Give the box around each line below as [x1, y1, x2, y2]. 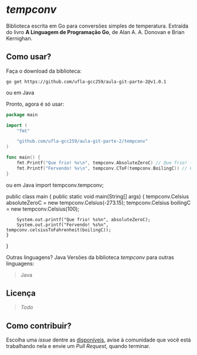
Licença [6, 288, 36, 299]
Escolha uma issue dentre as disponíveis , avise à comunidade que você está [6, 336, 191, 343]
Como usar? [6, 52, 52, 62]
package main [6, 111, 38, 117]
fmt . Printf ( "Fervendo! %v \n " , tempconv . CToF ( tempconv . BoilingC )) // [16, 165, 188, 171]
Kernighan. [6, 35, 33, 42]
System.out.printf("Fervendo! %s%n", [16, 222, 109, 228]
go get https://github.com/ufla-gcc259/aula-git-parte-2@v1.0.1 [6, 79, 167, 84]
